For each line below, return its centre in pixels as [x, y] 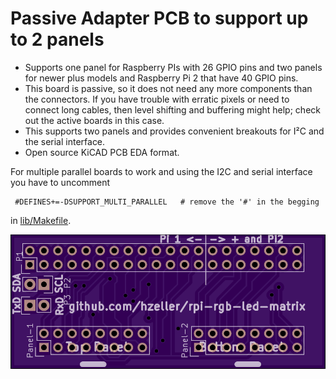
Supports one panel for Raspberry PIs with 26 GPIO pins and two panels [173, 67]
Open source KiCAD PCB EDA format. [102, 152]
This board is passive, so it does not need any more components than [168, 88]
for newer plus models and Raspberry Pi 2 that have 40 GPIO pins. [161, 78]
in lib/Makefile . [41, 220]
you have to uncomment [60, 182]
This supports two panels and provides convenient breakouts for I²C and [174, 131]
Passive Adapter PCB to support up [159, 18]
